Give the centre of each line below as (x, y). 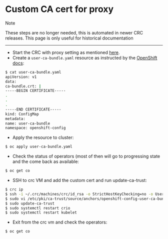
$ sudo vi (15, 198)
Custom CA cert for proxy (59, 9)
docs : (18, 63)
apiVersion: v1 (21, 77)
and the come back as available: (45, 161)
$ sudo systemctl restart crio (38, 208)
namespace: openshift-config (35, 128)
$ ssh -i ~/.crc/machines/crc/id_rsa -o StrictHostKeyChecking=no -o (79, 194)
